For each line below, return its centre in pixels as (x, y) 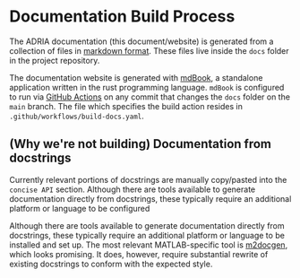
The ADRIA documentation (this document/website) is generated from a (141, 41)
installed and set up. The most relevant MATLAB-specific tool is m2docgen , (149, 245)
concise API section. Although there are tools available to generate (133, 189)
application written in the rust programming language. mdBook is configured (147, 87)
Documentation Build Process (122, 17)
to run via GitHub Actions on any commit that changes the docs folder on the (150, 97)
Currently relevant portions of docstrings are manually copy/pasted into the (148, 179)
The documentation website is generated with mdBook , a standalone (136, 77)
